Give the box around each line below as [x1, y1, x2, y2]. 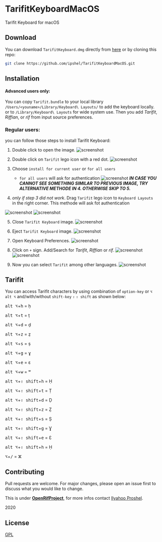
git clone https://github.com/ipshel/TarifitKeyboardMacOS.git [5, 61, 135, 66]
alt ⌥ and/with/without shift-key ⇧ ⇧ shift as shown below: [5, 294, 126, 300]
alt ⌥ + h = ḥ [5, 303, 31, 309]
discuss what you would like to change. [5, 486, 84, 491]
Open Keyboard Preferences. [12, 237, 70, 243]
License [5, 519, 29, 527]
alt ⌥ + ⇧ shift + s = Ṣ [5, 416, 52, 422]
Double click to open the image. [12, 147, 76, 152]
